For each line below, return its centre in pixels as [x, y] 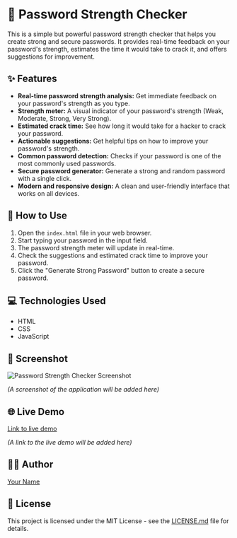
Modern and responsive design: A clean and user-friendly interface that [123, 186]
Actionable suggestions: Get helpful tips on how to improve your [113, 141]
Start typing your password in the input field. [83, 240]
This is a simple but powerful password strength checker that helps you [112, 34]
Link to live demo [32, 428]
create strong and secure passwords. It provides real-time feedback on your [118, 41]
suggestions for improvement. [51, 57]
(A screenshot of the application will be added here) [83, 390]
